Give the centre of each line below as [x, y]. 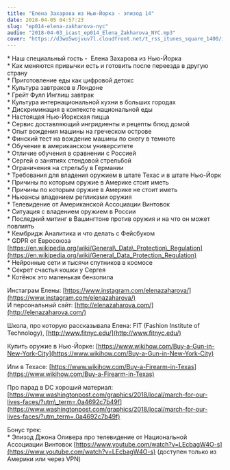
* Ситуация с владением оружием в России [72, 212]
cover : [16, 39]
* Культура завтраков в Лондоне [55, 88]
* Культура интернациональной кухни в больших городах [91, 102]
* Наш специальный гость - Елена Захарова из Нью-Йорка [94, 58]
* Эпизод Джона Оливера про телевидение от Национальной [97, 437]
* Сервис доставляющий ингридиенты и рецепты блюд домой [99, 124]
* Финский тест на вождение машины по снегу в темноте [91, 139]
